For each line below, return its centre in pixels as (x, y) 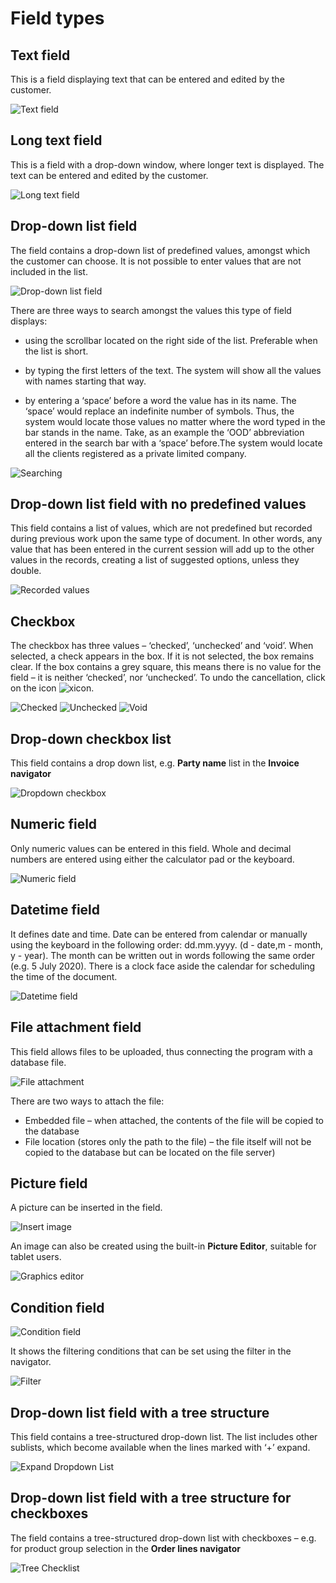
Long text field (56, 140)
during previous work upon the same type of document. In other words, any (166, 539)
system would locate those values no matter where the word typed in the (175, 421)
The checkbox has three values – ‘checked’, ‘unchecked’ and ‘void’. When (162, 646)
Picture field (49, 1183)
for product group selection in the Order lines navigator (125, 1548)
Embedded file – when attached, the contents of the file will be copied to (174, 1120)
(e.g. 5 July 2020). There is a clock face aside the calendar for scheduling (163, 966)
